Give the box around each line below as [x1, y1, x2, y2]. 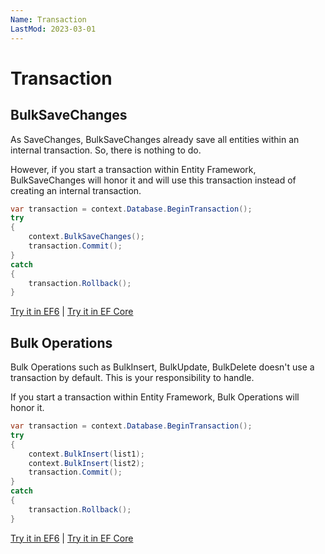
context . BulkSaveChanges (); [28, 232, 145, 242]
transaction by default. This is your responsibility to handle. [10, 372, 255, 384]
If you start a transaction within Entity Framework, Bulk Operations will [10, 391, 300, 403]
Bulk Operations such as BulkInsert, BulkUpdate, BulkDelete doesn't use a [10, 361, 315, 373]
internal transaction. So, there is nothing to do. [10, 144, 202, 156]
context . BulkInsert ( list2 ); [28, 458, 145, 468]
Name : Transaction [10, 14, 87, 25]
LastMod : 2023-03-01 [10, 24, 97, 34]
